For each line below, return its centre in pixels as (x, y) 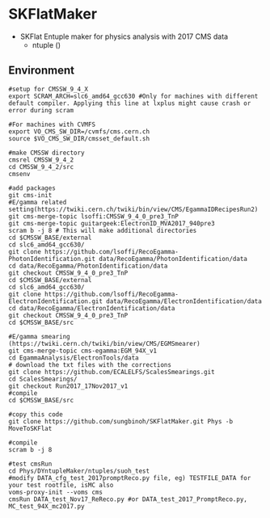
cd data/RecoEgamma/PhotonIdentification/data (88, 266)
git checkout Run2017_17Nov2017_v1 (68, 386)
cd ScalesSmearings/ (43, 379)
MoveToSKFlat (30, 428)
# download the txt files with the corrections (90, 364)
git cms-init (30, 195)
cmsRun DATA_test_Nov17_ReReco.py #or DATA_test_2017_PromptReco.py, (128, 499)
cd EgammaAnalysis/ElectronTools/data (74, 358)
